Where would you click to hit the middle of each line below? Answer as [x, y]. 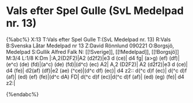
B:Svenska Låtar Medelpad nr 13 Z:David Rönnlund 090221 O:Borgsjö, [90, 46]
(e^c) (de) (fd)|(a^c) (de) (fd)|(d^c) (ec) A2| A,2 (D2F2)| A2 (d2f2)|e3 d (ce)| [97, 64]
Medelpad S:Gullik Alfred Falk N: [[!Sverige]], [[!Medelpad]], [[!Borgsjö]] [93, 51]
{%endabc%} [23, 94]
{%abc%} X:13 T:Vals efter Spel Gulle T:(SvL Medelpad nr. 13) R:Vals [89, 39]
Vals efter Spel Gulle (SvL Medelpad [95, 11]
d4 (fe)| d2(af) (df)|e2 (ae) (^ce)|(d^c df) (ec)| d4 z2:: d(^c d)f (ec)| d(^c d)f [96, 70]
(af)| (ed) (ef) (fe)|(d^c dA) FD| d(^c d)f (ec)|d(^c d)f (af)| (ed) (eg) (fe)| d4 [95, 77]
